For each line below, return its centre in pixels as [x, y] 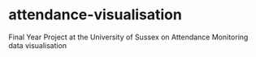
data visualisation [38, 45]
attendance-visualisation [95, 15]
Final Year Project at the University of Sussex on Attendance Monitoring [128, 37]
